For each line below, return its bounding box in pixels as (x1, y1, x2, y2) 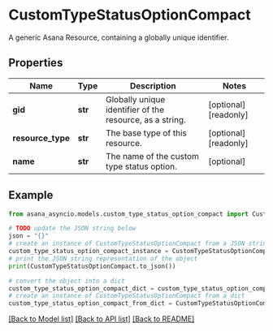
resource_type (12, 132, 71, 144)
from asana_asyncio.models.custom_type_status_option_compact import (8, 209, 249, 218)
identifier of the (105, 104, 165, 115)
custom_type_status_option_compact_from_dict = (8, 299, 173, 307)
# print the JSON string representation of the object (8, 254, 198, 263)
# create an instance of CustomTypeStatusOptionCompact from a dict (8, 292, 245, 300)
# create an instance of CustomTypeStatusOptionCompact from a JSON (8, 239, 245, 248)
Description (129, 80, 176, 91)
